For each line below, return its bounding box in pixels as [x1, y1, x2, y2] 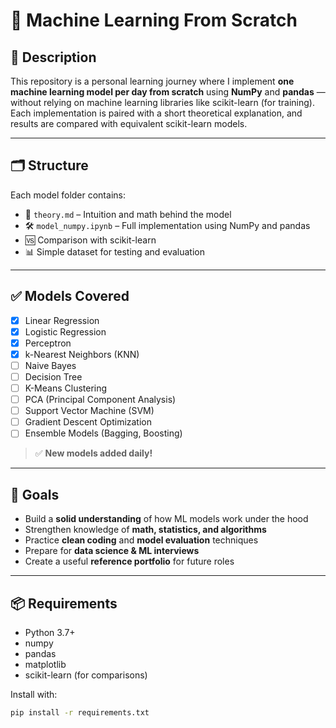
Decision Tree [24, 370, 83, 383]
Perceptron [24, 337, 72, 349]
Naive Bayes [24, 359, 77, 371]
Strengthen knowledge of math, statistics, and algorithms [24, 524, 267, 536]
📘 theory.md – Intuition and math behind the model [24, 208, 232, 220]
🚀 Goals [10, 486, 60, 503]
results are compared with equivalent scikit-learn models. [10, 118, 248, 129]
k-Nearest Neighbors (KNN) [24, 348, 140, 360]
